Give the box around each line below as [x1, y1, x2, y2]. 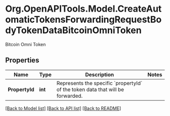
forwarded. [56, 92, 83, 99]
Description [85, 71, 114, 78]
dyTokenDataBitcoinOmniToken [5, 25, 142, 36]
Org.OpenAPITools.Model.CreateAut [5, 3, 162, 15]
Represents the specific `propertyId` [56, 80, 143, 87]
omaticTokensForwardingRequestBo [5, 14, 162, 25]
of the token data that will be [56, 86, 124, 93]
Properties [5, 56, 39, 65]
